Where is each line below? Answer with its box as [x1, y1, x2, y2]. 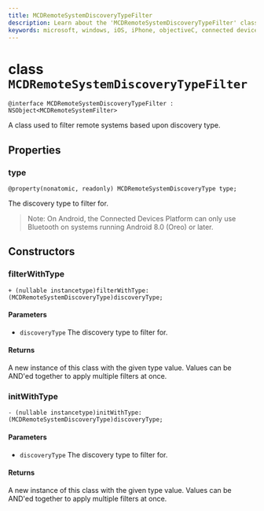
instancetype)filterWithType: [49, 287, 149, 294]
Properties [8, 143, 61, 157]
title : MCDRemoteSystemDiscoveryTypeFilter [8, 11, 153, 20]
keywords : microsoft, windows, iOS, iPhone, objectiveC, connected [8, 26, 234, 34]
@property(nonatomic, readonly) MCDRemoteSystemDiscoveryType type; [8, 185, 237, 193]
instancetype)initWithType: [49, 409, 143, 417]
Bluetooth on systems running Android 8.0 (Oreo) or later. [27, 222, 214, 231]
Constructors [8, 245, 75, 258]
